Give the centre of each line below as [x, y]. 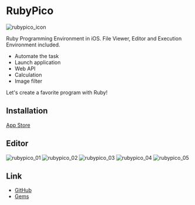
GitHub [23, 190]
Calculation [28, 75]
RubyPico [30, 11]
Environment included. [33, 45]
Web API [25, 68]
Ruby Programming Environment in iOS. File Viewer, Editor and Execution [94, 38]
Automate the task [37, 56]
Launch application [37, 62]
